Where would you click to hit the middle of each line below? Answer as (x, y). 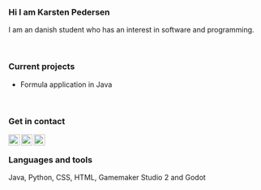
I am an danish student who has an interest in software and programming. (131, 30)
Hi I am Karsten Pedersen (60, 12)
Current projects (42, 67)
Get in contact (37, 121)
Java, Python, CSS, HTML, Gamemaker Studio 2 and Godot (107, 178)
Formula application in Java (66, 84)
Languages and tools (51, 159)
